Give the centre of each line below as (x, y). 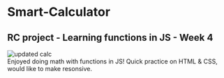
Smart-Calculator (59, 12)
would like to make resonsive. (50, 69)
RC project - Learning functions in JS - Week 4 (110, 38)
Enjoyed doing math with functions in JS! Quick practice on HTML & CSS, (112, 61)
